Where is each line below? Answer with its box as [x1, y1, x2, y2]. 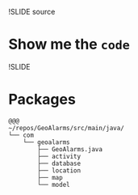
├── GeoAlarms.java [37, 145, 103, 153]
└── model [37, 180, 70, 189]
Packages [8, 91, 77, 108]
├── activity [37, 152, 82, 160]
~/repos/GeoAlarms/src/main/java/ [8, 124, 125, 132]
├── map [37, 173, 63, 181]
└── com [8, 131, 35, 139]
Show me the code [8, 36, 131, 53]
